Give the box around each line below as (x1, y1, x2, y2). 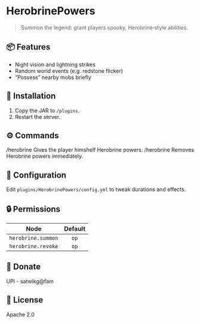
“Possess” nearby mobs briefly (14, 74, 91, 81)
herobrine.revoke (9, 243, 59, 249)
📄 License (6, 295, 44, 305)
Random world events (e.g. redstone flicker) (14, 67, 124, 74)
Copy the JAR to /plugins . (14, 106, 79, 114)
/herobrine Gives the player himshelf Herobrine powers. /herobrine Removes (6, 146, 195, 154)
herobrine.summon (9, 235, 59, 242)
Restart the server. (14, 113, 61, 120)
